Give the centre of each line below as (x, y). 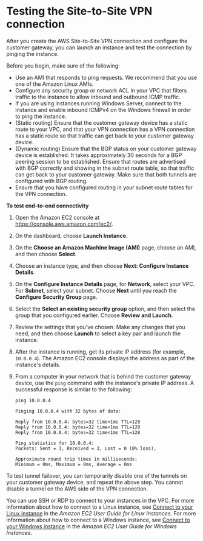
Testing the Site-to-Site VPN (79, 11)
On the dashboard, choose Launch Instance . (71, 236)
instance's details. (38, 365)
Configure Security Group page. (56, 297)
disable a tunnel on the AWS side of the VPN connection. (77, 489)
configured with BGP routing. (51, 181)
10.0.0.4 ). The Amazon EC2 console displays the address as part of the (105, 358)
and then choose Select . (46, 254)
